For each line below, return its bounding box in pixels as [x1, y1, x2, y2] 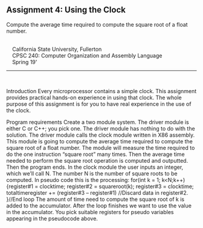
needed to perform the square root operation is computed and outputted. [6, 157, 188, 164]
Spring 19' [11, 58, 37, 65]
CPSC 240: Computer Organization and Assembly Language [11, 51, 163, 59]
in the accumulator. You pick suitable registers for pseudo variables [6, 208, 174, 215]
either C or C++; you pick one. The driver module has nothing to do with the [6, 125, 195, 132]
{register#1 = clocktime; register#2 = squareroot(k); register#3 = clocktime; [6, 183, 195, 190]
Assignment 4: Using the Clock [6, 5, 126, 15]
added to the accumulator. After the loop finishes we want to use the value [6, 202, 192, 209]
